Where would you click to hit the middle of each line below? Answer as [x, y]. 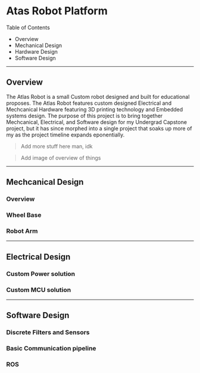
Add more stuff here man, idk [57, 146]
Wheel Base [24, 215]
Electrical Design [38, 257]
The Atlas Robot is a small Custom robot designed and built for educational [98, 97]
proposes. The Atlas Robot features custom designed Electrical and [89, 103]
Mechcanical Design [45, 182]
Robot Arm [22, 231]
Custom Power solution [41, 273]
